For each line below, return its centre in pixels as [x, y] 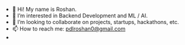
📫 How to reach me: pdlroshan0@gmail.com [69, 29]
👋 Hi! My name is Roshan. [44, 9]
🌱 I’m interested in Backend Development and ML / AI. [80, 16]
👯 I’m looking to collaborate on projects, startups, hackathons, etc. [96, 22]
